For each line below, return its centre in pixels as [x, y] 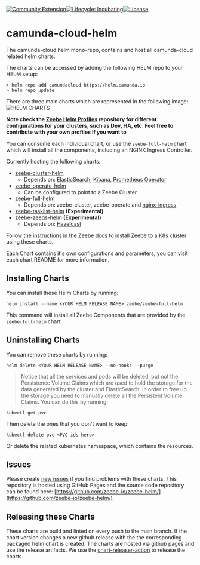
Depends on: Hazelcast [53, 223]
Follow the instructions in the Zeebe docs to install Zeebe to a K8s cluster [96, 235]
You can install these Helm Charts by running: [62, 293]
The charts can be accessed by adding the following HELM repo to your [95, 67]
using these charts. [30, 241]
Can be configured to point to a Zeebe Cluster [80, 192]
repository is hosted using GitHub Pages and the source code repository [95, 485]
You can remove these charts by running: [57, 354]
